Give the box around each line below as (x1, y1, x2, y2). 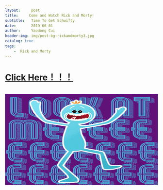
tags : (5, 44, 16, 49)
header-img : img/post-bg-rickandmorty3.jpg (5, 34, 95, 38)
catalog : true (5, 39, 34, 44)
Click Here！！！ (5, 72, 74, 83)
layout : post (5, 8, 40, 13)
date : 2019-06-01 (5, 23, 53, 28)
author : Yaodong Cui (5, 28, 55, 34)
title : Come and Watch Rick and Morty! (5, 13, 95, 18)
